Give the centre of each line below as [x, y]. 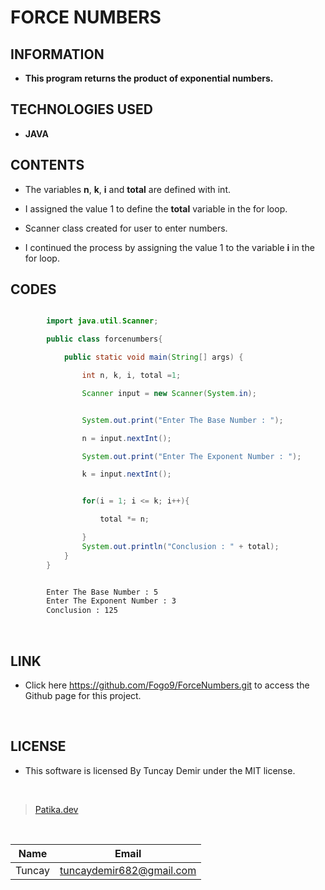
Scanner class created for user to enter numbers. [126, 228]
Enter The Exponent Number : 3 [111, 601]
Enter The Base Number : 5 [102, 592]
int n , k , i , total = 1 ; [131, 376]
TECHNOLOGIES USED [81, 109]
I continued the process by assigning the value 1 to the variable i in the [169, 247]
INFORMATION [57, 54]
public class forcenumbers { [104, 339]
